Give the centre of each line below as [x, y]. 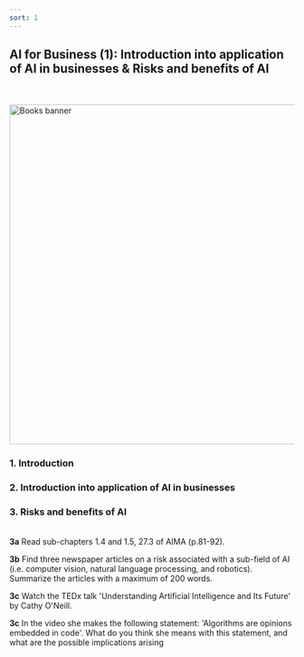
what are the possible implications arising [87, 642]
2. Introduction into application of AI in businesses [122, 488]
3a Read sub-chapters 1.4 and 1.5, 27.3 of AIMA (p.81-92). [117, 541]
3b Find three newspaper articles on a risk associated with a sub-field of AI [150, 559]
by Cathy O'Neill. [41, 605]
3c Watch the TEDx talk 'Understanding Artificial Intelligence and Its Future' [150, 595]
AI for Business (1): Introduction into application [147, 55]
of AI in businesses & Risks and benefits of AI [139, 69]
